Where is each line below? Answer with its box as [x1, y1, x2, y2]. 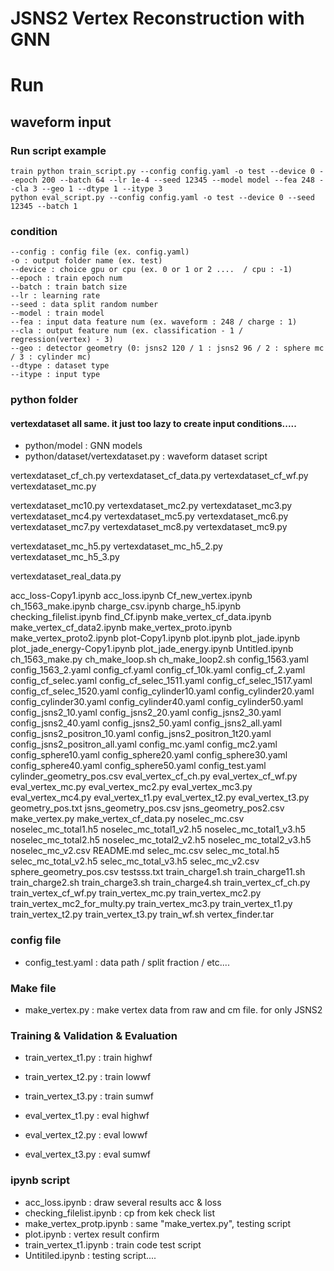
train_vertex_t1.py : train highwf [24, 1052, 153, 1064]
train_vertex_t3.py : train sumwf [24, 1090, 154, 1102]
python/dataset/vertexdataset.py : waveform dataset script [24, 450, 268, 462]
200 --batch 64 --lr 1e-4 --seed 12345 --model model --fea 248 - [41, 175, 325, 186]
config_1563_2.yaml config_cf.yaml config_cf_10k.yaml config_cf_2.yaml [10, 664, 306, 676]
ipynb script [10, 1173, 70, 1187]
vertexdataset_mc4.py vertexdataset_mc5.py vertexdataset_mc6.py [10, 510, 289, 522]
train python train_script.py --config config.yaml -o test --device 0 [10, 167, 315, 177]
